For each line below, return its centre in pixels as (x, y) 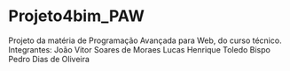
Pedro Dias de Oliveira (49, 59)
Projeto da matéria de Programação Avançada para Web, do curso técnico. (145, 40)
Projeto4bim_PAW (77, 16)
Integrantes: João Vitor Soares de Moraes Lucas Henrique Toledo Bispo (140, 49)
